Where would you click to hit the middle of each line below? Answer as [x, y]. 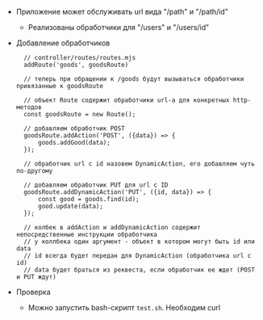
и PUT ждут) [36, 277]
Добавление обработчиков [63, 43]
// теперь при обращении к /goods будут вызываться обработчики [134, 79]
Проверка [33, 292]
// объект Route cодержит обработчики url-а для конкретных [127, 100]
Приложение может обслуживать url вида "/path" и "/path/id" [122, 12]
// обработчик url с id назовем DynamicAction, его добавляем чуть [140, 164]
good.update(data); [70, 206]
